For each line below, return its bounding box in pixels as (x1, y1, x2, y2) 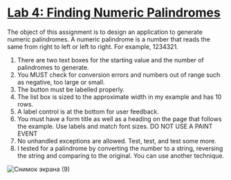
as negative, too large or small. (17, 78, 105, 86)
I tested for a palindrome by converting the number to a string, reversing (17, 144, 223, 152)
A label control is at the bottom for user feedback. (17, 107, 159, 116)
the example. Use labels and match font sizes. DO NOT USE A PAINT (17, 122, 213, 130)
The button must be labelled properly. (17, 85, 125, 93)
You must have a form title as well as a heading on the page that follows (17, 114, 223, 123)
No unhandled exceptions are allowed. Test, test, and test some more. (17, 136, 216, 145)
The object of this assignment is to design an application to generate (7, 28, 203, 36)
